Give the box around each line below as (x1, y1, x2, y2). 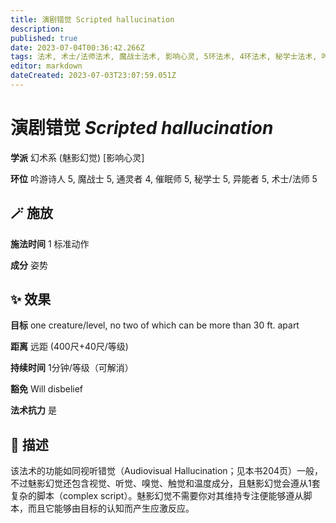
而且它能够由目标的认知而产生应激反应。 (27, 502, 195, 515)
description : (10, 24, 65, 34)
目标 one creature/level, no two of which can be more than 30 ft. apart (10, 319, 300, 331)
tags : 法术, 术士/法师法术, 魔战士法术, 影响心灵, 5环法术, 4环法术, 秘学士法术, (10, 52, 318, 62)
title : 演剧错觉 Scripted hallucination (10, 14, 175, 25)
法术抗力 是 (10, 404, 57, 416)
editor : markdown (10, 61, 83, 71)
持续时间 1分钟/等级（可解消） (10, 362, 134, 374)
